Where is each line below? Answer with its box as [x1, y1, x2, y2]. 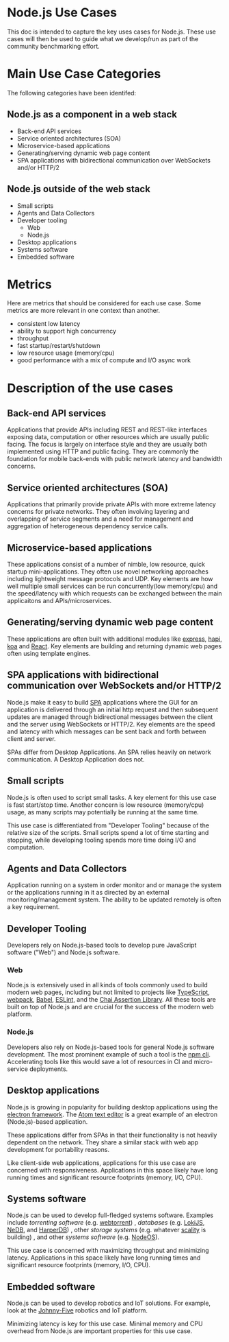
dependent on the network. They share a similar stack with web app [7, 1138, 199, 1146]
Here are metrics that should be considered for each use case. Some [7, 299, 202, 307]
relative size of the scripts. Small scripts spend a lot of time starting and [7, 828, 209, 836]
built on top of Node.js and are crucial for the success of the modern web [7, 1003, 214, 1011]
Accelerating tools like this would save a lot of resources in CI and [7, 1057, 193, 1066]
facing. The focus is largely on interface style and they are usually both [7, 440, 207, 449]
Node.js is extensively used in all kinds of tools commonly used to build [7, 981, 208, 989]
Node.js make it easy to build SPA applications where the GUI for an [7, 698, 198, 706]
